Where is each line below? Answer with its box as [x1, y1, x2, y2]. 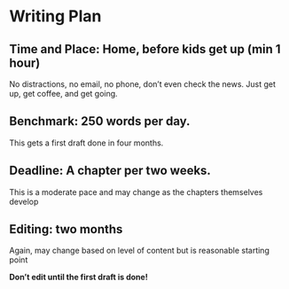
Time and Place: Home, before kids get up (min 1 [9, 42, 281, 57]
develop [9, 196, 39, 207]
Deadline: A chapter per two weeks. [9, 163, 211, 178]
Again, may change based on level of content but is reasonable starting [9, 246, 270, 256]
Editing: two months [9, 222, 123, 237]
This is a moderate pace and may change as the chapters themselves [9, 186, 263, 197]
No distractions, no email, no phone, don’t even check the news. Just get [9, 79, 277, 90]
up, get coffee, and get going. [9, 89, 118, 98]
